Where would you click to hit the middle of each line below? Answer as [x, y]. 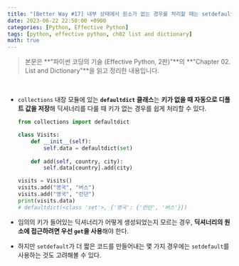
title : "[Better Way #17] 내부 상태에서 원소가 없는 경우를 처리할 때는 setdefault [121, 14]
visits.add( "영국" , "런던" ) [56, 194]
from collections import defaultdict [74, 122]
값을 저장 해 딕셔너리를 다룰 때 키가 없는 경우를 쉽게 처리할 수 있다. [116, 108]
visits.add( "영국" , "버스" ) [56, 188]
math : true [23, 41]
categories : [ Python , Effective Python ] [68, 27]
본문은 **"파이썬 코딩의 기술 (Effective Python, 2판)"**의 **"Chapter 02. [128, 62]
